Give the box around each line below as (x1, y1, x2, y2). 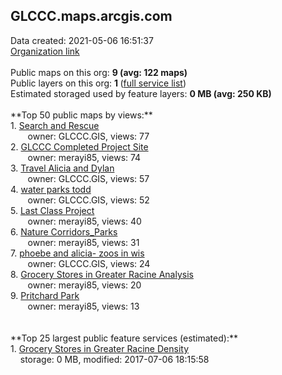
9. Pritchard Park (10, 289, 80, 301)
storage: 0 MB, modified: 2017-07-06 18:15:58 (19, 353, 210, 365)
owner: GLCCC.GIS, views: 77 (27, 130, 150, 142)
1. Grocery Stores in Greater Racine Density (10, 342, 190, 354)
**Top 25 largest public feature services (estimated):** (10, 332, 238, 344)
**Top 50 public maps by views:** (10, 109, 153, 121)
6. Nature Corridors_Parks (10, 225, 118, 238)
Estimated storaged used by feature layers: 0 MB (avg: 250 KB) (10, 87, 272, 99)
